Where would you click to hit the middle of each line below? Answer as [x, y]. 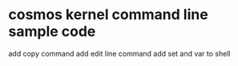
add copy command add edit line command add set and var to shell [119, 53]
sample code [52, 31]
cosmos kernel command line [108, 15]
